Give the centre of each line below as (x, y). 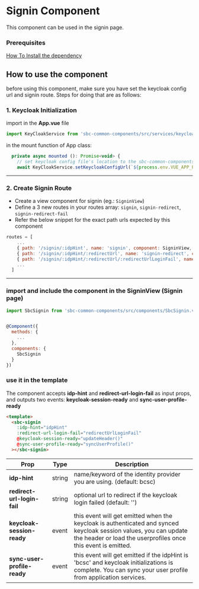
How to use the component (57, 74)
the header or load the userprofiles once (130, 538)
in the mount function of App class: (49, 145)
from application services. (110, 577)
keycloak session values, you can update (131, 530)
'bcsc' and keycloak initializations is (123, 562)
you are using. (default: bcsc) (115, 482)
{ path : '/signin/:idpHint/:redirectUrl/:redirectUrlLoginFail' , (99, 259)
